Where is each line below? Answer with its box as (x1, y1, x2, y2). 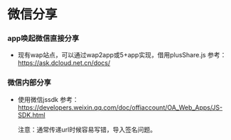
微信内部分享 (7, 78, 52, 88)
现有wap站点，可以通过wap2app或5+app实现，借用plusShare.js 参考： (17, 51, 227, 59)
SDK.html (17, 110, 45, 119)
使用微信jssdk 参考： (17, 95, 80, 103)
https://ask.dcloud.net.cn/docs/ (17, 59, 111, 67)
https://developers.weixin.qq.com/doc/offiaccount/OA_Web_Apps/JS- (17, 103, 223, 112)
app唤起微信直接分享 (7, 33, 80, 43)
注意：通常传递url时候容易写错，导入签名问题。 (17, 125, 156, 134)
